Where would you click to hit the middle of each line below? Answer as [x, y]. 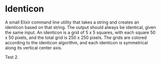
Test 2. [12, 57]
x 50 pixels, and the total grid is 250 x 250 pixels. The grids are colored [76, 38]
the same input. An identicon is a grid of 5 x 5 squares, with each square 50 [80, 32]
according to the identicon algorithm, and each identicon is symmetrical [77, 42]
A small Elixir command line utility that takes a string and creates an [72, 22]
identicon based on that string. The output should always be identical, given [80, 27]
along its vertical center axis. [34, 48]
